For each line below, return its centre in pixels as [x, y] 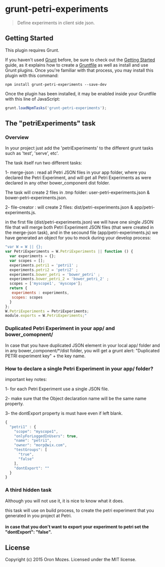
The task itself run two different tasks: [44, 163]
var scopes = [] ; [27, 261]
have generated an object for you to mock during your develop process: [78, 238]
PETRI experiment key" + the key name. [45, 356]
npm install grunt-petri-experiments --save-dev [56, 84]
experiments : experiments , [40, 293]
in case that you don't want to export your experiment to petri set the [77, 527]
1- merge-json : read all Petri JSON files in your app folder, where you [76, 172]
